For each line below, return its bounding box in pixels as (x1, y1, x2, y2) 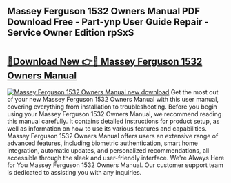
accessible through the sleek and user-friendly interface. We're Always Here (7, 154, 225, 162)
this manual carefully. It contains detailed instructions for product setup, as (7, 117, 220, 125)
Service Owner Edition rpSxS (7, 27, 134, 39)
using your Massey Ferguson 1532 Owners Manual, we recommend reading (7, 110, 222, 118)
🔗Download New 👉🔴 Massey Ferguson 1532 (7, 55, 203, 67)
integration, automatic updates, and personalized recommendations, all (7, 147, 210, 154)
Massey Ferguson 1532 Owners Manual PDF (7, 6, 200, 17)
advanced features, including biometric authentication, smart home (7, 139, 199, 147)
